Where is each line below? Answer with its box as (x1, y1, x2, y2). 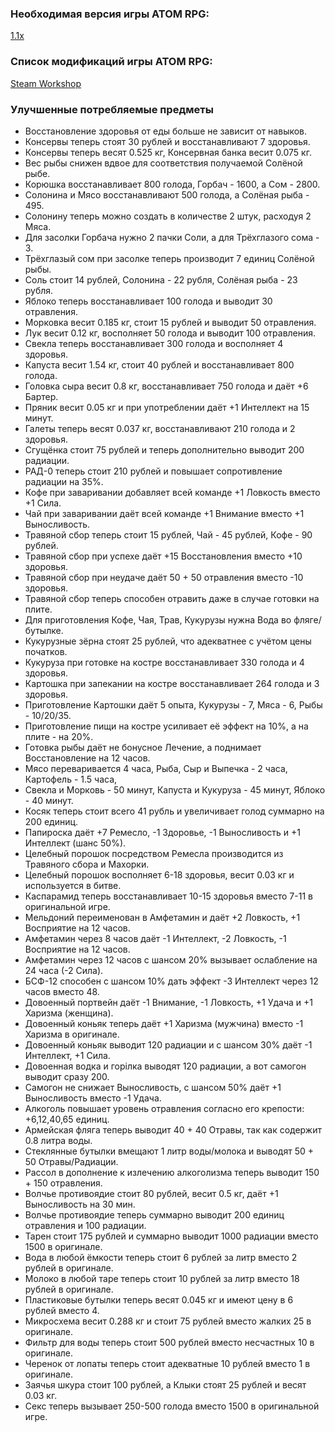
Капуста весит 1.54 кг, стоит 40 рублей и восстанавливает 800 (24, 358, 295, 371)
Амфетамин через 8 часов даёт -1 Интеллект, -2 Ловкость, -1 (24, 932, 287, 944)
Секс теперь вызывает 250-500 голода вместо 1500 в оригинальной (24, 1400, 320, 1412)
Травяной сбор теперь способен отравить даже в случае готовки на (24, 592, 320, 604)
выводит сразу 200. (24, 1070, 110, 1082)
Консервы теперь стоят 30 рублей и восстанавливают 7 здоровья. (24, 135, 311, 147)
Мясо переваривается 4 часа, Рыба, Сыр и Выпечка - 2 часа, (24, 762, 288, 774)
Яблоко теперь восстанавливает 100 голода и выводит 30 (24, 295, 273, 307)
